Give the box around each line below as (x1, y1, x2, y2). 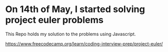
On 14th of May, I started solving (5, 4, 145, 15)
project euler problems (5, 14, 104, 26)
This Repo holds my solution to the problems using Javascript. (5, 31, 136, 37)
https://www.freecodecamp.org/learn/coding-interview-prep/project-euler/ (5, 40, 163, 46)
